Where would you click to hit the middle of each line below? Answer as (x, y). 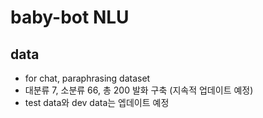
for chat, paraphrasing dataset (87, 78)
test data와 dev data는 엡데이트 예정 (97, 102)
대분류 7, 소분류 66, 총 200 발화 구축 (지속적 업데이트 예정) (139, 90)
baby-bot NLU (70, 17)
